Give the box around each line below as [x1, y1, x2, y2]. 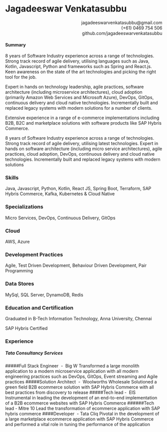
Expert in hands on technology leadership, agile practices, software [5, 84, 144, 90]
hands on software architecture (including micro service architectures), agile [5, 146, 163, 152]
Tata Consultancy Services [5, 350, 63, 356]
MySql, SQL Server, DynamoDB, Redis [5, 291, 84, 298]
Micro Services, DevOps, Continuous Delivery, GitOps [5, 215, 116, 221]
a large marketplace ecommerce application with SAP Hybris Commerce [5, 416, 154, 422]
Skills [5, 174, 19, 181]
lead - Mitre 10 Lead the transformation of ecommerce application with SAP [5, 405, 161, 411]
